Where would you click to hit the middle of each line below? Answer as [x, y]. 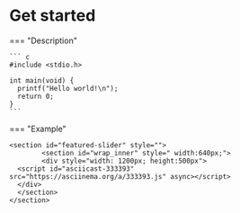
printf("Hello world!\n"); [68, 88]
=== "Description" [44, 40]
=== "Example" [38, 129]
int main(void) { [42, 80]
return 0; [36, 96]
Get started [53, 16]
